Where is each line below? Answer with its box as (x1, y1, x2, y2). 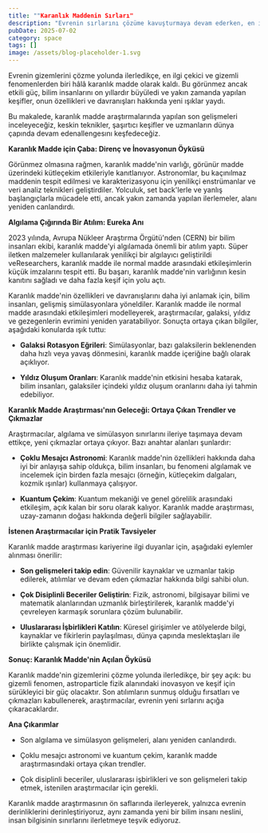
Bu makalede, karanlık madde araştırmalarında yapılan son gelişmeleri (8, 112, 238, 121)
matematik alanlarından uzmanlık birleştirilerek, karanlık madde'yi (19, 598, 235, 608)
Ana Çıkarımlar (8, 720, 59, 729)
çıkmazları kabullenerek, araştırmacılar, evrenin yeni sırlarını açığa (8, 696, 225, 705)
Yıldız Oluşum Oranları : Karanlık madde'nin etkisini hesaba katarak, (19, 373, 243, 382)
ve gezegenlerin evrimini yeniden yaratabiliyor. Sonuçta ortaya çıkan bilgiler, (8, 316, 258, 326)
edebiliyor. (19, 390, 54, 399)
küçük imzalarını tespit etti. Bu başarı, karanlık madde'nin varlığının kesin (8, 267, 246, 276)
